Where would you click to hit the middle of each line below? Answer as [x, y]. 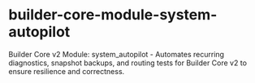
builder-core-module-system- [113, 15]
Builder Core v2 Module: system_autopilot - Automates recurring [117, 54]
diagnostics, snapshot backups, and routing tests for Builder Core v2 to [128, 63]
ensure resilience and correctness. [67, 71]
